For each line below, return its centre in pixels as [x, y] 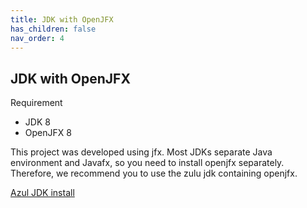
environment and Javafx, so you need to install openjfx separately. [147, 163]
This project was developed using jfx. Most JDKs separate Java [141, 152]
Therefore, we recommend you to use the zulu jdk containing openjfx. [154, 173]
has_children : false [53, 29]
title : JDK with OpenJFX [62, 19]
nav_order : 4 [37, 38]
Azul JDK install [42, 193]
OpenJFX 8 [48, 133]
